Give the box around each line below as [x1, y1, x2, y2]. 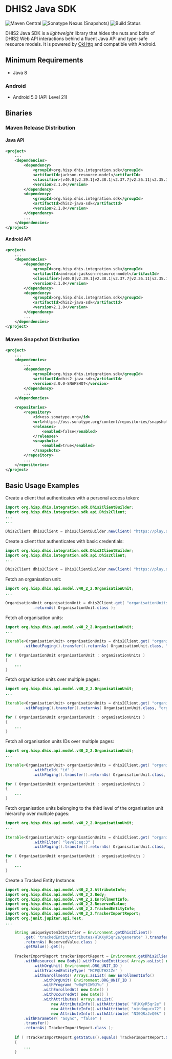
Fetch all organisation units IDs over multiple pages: [5, 738, 114, 745]
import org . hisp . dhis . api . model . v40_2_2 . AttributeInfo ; [5, 887, 127, 892]
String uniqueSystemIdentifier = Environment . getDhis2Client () [14, 930, 153, 935]
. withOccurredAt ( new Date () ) [41, 992, 109, 997]
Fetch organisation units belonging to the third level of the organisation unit [5, 805, 164, 811]
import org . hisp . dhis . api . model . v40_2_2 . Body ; [5, 892, 106, 897]
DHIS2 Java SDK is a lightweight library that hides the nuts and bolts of [5, 30, 155, 36]
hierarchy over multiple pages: [5, 810, 70, 816]
